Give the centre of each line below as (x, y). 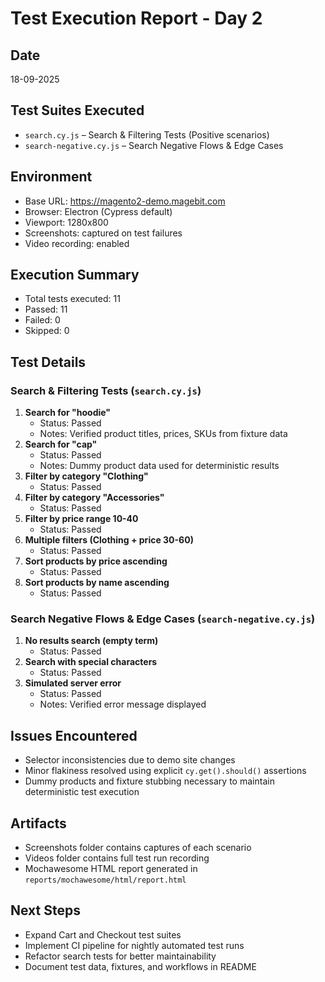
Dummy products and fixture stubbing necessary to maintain (149, 781)
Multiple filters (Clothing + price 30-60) (109, 540)
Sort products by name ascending (97, 583)
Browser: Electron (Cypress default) (98, 211)
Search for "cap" (61, 444)
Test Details (48, 362)
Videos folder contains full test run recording (117, 858)
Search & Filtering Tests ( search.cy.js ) (106, 390)
